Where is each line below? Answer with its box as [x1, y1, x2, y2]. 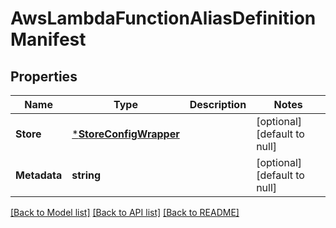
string [71, 168, 102, 182]
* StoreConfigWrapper [71, 127, 180, 141]
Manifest [10, 28, 87, 51]
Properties [10, 68, 78, 85]
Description [189, 98, 247, 111]
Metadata [15, 168, 63, 182]
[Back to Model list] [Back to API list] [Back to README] [10, 207, 240, 218]
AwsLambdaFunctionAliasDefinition [10, 7, 317, 30]
